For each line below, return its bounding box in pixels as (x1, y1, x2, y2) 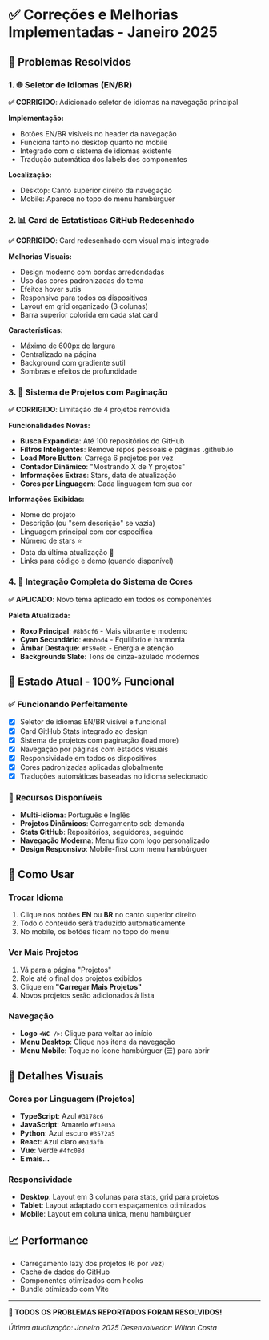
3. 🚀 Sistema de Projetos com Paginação (8, 387, 168, 398)
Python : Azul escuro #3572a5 (19, 1128, 116, 1138)
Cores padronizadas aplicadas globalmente (19, 762, 164, 771)
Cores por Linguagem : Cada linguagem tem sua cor (19, 479, 193, 488)
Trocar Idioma (8, 892, 64, 903)
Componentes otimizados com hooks (19, 1276, 143, 1285)
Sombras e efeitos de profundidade (19, 366, 138, 376)
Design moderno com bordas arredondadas (19, 267, 165, 277)
